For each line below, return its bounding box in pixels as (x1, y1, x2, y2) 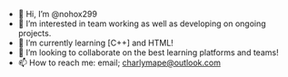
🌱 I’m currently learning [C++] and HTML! (17, 37, 174, 48)
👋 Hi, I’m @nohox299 (17, 9, 98, 19)
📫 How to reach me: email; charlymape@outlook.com (17, 57, 221, 68)
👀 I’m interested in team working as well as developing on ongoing (17, 18, 266, 29)
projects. (17, 28, 52, 38)
